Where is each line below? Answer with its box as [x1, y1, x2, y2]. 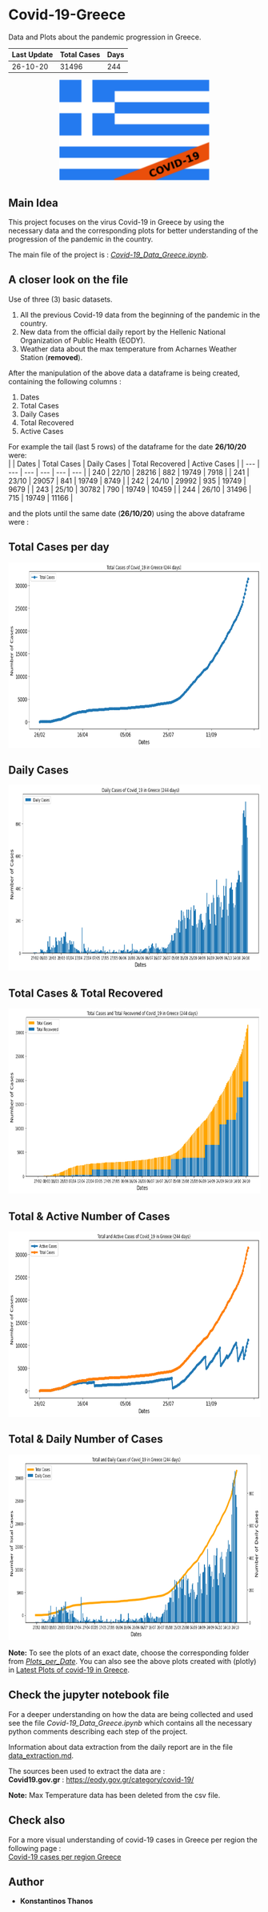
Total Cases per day [8, 540, 110, 554]
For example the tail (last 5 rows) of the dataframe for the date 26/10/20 [8, 441, 246, 451]
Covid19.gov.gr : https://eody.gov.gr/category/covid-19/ [8, 1775, 194, 1784]
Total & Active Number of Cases [8, 1209, 170, 1223]
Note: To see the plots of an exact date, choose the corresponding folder [8, 1647, 250, 1658]
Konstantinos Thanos [19, 1896, 94, 1906]
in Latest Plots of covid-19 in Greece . [8, 1665, 130, 1675]
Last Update [11, 50, 54, 59]
